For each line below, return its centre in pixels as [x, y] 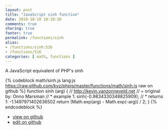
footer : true [19, 33]
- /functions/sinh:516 [29, 47]
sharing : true [20, 29]
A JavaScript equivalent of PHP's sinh [44, 71]
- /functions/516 [23, 52]
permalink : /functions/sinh [35, 38]
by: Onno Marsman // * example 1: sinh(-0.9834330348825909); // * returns [84, 96]
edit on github [27, 122]
